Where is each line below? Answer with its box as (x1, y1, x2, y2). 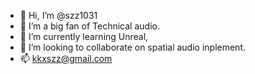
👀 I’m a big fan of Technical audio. (19, 20, 160, 32)
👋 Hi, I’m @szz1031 (19, 10, 98, 21)
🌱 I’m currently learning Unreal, (19, 31, 149, 42)
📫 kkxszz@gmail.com (19, 53, 113, 64)
